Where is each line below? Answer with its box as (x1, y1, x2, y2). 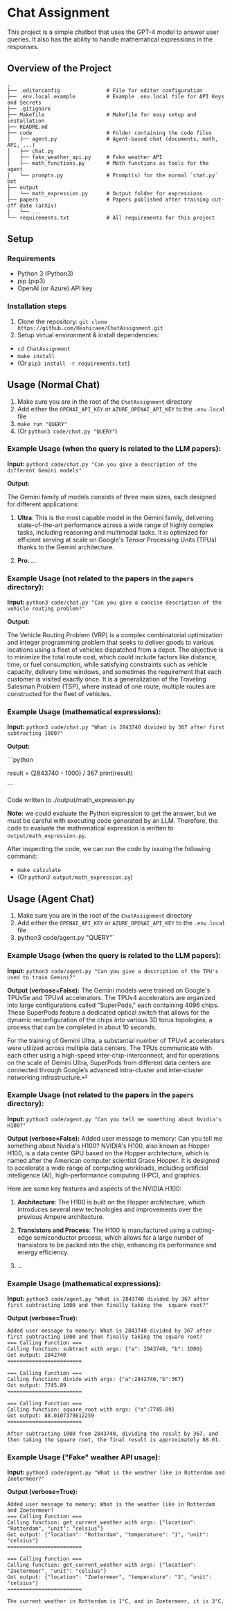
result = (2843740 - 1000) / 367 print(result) (7, 769, 134, 777)
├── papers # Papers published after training (7, 196, 209, 203)
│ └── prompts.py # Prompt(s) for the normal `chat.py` (7, 172, 218, 179)
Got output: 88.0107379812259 (7, 1412, 95, 1419)
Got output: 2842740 (7, 1352, 67, 1359)
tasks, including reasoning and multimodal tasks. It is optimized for (17, 528, 208, 536)
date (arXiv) (19, 202, 57, 209)
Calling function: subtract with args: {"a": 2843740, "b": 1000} (7, 1346, 203, 1353)
